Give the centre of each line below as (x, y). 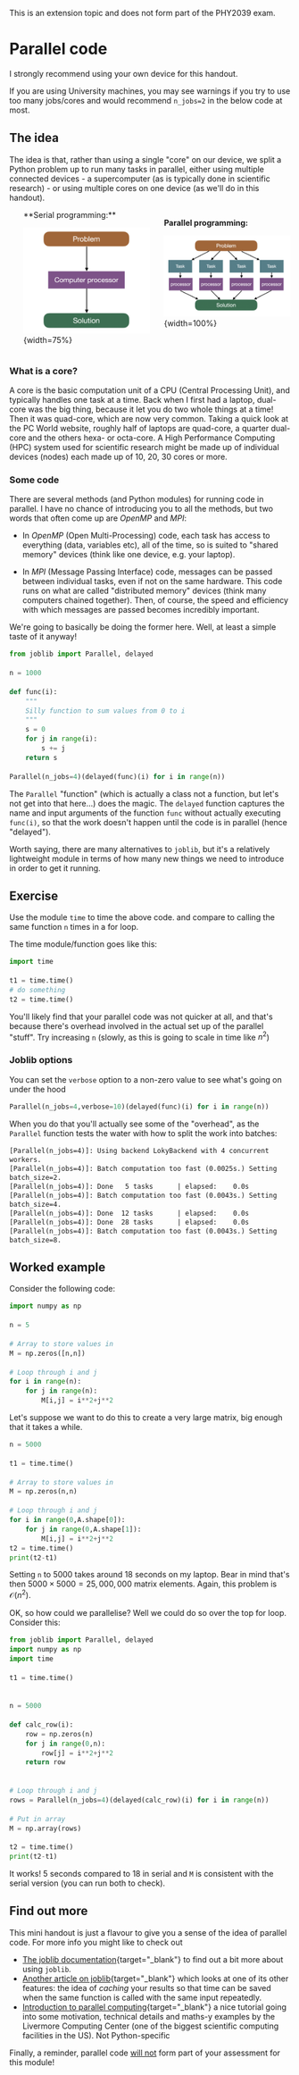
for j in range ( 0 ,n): (65, 1744)
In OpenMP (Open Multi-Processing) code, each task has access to (146, 536)
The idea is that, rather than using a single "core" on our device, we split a (145, 159)
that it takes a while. (46, 1427)
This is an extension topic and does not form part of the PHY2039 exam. (142, 13)
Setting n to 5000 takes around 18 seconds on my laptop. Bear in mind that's (149, 1575)
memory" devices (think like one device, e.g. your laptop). (129, 555)
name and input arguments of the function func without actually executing (145, 813)
